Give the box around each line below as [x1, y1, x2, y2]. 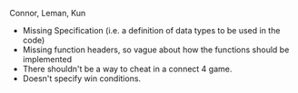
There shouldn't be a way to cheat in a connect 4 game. [22, 63, 233, 74]
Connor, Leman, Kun [9, 8, 86, 18]
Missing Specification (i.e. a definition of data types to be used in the [22, 25, 281, 35]
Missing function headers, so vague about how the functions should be [22, 44, 290, 55]
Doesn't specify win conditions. [22, 73, 142, 84]
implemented [22, 54, 73, 64]
